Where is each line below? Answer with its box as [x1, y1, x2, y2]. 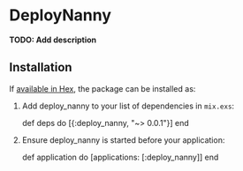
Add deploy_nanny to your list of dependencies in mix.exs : [21, 100, 235, 111]
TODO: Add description [9, 34, 97, 45]
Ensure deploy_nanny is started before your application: [21, 134, 225, 145]
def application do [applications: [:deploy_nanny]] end [21, 152, 219, 162]
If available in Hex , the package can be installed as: [9, 83, 196, 93]
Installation [9, 60, 72, 75]
